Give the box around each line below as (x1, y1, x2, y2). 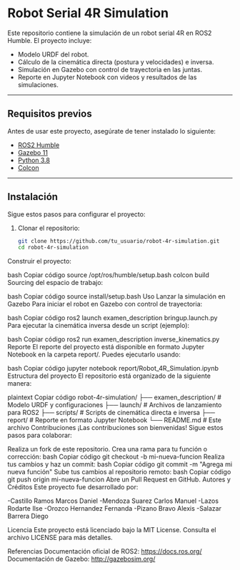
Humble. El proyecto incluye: (7, 36, 92, 44)
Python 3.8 (17, 156, 50, 164)
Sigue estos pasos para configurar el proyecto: (7, 209, 146, 219)
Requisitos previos (7, 108, 92, 120)
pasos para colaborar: (7, 431, 73, 440)
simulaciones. (17, 80, 59, 89)
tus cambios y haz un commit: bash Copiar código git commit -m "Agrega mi (7, 460, 233, 469)
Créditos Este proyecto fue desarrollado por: (7, 483, 139, 491)
